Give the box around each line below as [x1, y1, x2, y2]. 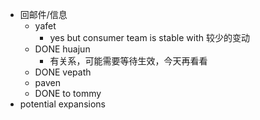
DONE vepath [34, 66, 92, 78]
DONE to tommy [34, 88, 102, 99]
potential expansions [19, 98, 106, 110]
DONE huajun [34, 43, 91, 55]
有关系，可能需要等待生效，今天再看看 [49, 55, 208, 67]
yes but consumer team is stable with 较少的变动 [49, 32, 250, 43]
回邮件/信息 [19, 9, 68, 20]
